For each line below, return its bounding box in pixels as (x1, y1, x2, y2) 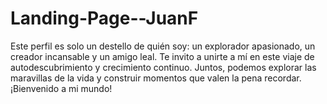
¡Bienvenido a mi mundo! (10, 82, 113, 94)
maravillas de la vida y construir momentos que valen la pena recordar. (10, 72, 302, 84)
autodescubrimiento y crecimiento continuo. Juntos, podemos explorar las (10, 61, 317, 73)
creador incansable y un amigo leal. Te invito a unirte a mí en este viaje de (10, 50, 315, 62)
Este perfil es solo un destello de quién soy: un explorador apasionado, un (10, 40, 316, 52)
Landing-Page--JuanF (10, 7, 199, 30)
